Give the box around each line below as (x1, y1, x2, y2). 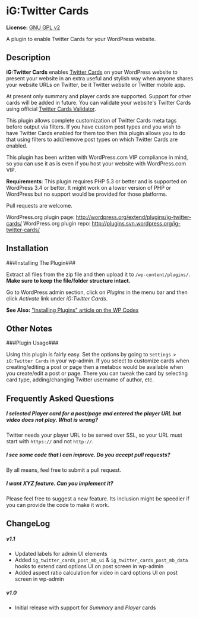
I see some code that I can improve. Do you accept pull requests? (6, 451, 170, 459)
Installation (6, 243, 49, 253)
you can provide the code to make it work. (6, 501, 110, 508)
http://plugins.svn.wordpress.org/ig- (91, 220, 181, 227)
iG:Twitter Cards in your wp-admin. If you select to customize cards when (6, 357, 189, 364)
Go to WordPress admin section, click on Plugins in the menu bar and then (6, 289, 188, 296)
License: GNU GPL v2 (6, 24, 61, 31)
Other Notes (6, 323, 52, 334)
